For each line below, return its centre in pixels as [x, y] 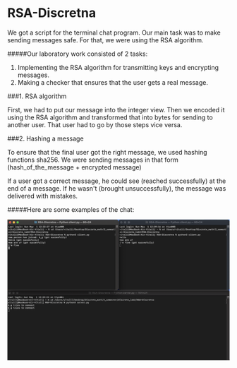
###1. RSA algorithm [37, 96]
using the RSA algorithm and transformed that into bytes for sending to [110, 117]
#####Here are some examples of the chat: [71, 209]
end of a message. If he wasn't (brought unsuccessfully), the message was [117, 188]
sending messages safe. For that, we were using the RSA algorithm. [105, 40]
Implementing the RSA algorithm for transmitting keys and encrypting [118, 67]
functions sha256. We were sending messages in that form [93, 160]
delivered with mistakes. [43, 196]
